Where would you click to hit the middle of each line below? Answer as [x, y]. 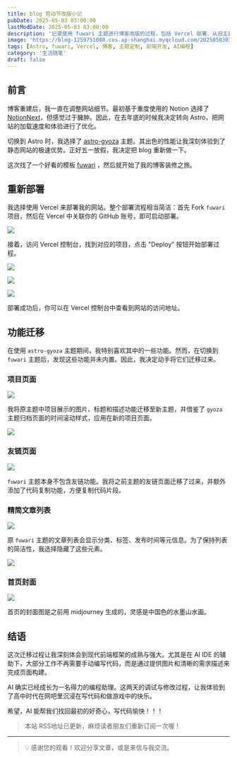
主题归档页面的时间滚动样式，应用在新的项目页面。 [81, 418]
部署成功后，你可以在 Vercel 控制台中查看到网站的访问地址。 [96, 308]
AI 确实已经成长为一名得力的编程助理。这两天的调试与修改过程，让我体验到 [116, 687]
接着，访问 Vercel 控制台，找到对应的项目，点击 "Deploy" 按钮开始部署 [110, 245]
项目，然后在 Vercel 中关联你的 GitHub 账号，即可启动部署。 [95, 216]
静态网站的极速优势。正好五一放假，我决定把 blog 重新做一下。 [99, 149]
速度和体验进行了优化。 [66, 126]
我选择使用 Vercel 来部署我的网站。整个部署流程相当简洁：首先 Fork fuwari [116, 207]
